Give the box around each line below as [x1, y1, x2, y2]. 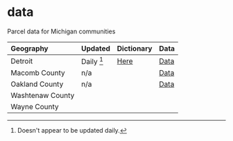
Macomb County [10, 68, 66, 78]
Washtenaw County [10, 91, 75, 101]
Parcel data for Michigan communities [7, 27, 116, 35]
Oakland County [10, 79, 64, 89]
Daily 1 [80, 55, 104, 67]
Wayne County [10, 102, 59, 112]
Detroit [10, 56, 33, 66]
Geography [10, 43, 49, 53]
